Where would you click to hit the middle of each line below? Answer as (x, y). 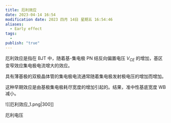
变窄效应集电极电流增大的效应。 (39, 65)
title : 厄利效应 (21, 10)
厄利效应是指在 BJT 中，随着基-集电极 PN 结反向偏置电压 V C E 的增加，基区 (84, 59)
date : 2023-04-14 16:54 (31, 15)
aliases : (15, 24)
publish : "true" (22, 43)
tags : (11, 34)
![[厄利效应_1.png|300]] (30, 104)
